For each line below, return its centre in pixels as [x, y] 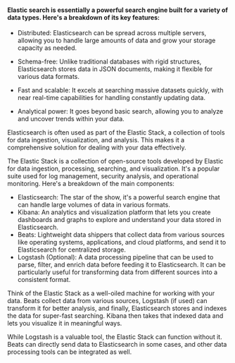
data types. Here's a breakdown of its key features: [84, 17]
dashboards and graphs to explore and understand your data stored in [119, 220]
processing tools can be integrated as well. [70, 352]
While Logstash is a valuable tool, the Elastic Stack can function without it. [115, 337]
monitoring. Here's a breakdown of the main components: [91, 184]
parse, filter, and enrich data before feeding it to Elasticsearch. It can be [122, 265]
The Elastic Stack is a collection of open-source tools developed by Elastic [115, 161]
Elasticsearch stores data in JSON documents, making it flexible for [115, 69]
